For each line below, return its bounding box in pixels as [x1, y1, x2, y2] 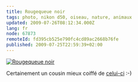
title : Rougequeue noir [6, 8, 66, 15]
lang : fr [6, 25, 28, 31]
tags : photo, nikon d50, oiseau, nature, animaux [6, 14, 133, 20]
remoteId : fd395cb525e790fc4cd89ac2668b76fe [6, 36, 119, 42]
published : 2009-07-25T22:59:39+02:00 [6, 42, 103, 48]
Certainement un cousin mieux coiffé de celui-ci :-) [6, 70, 132, 77]
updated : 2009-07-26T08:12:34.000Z [6, 20, 95, 26]
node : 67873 [6, 31, 36, 37]
